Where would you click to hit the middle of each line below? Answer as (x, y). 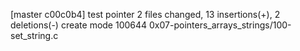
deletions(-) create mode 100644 (79, 25)
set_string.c (34, 35)
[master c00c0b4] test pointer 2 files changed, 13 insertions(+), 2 (145, 14)
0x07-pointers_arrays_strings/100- (220, 25)
